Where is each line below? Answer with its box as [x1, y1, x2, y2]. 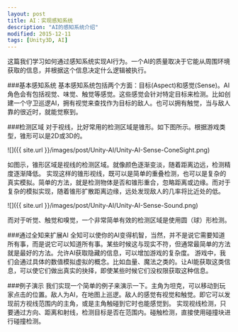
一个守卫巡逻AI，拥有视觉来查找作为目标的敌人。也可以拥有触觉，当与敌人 [13, 99, 231, 107]
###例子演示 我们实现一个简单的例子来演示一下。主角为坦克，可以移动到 [7, 282, 220, 290]
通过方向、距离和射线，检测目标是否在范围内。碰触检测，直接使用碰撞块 [13, 308, 225, 316]
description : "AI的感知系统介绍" [7, 23, 98, 31]
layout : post [7, 10, 46, 18]
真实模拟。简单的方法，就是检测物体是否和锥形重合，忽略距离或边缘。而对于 [7, 178, 231, 187]
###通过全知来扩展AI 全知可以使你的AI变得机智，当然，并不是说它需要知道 [7, 231, 225, 240]
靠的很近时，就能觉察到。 [7, 108, 82, 116]
